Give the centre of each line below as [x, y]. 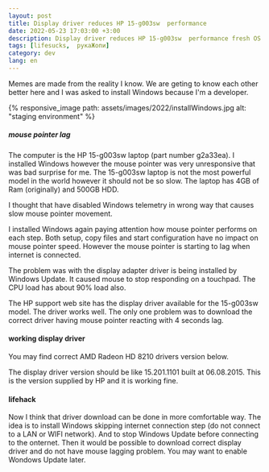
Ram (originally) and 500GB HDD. [64, 189]
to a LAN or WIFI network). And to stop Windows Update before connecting [134, 434]
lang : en [23, 61]
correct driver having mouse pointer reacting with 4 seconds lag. [116, 320]
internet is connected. [45, 255]
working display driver [47, 338]
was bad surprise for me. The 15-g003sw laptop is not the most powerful [130, 172]
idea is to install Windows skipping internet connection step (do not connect [134, 426]
